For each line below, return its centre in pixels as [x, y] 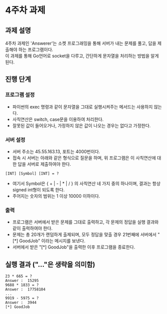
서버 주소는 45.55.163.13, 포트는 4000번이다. [56, 151]
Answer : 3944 [21, 303]
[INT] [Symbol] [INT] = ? [32, 173]
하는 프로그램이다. [36, 50]
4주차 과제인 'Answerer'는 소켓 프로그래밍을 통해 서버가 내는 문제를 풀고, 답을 [81, 43]
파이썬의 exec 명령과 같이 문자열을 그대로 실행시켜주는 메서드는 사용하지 [83, 107]
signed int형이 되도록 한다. [38, 190]
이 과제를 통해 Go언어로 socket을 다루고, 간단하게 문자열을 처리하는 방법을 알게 [82, 56]
